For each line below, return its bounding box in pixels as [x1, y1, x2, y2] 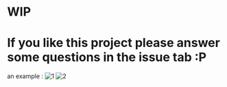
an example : [7, 72, 43, 80]
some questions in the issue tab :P [7, 50, 207, 65]
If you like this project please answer [7, 35, 221, 51]
